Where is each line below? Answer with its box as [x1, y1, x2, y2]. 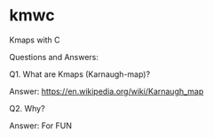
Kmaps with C [9, 34, 60, 45]
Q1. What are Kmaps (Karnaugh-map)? [9, 68, 151, 80]
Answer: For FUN [9, 120, 73, 131]
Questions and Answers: [9, 51, 99, 62]
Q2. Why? [9, 103, 46, 113]
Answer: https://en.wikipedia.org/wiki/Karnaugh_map [9, 86, 204, 96]
